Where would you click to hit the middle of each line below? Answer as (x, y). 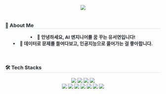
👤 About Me (20, 25)
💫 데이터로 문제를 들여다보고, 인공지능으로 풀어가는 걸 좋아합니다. (86, 44)
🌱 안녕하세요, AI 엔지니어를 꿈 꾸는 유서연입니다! (86, 37)
